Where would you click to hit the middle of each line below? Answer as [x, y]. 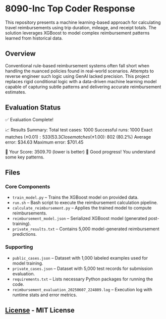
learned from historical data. [34, 38]
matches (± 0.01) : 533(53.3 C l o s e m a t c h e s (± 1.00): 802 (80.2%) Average [78, 137]
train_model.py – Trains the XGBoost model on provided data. [75, 197]
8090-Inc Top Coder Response [70, 9]
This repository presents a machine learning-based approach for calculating [83, 22]
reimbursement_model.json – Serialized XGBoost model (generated [80, 218]
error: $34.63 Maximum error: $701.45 [44, 142]
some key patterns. [25, 157]
